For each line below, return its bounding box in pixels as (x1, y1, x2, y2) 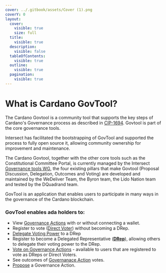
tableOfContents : (9, 53, 46, 59)
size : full (14, 30, 37, 35)
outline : (9, 63, 28, 68)
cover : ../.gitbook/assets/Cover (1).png (5, 7, 93, 12)
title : (9, 35, 23, 40)
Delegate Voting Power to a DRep (12, 230, 81, 236)
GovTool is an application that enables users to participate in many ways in (5, 191, 159, 197)
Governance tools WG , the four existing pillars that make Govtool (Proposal (5, 165, 160, 172)
